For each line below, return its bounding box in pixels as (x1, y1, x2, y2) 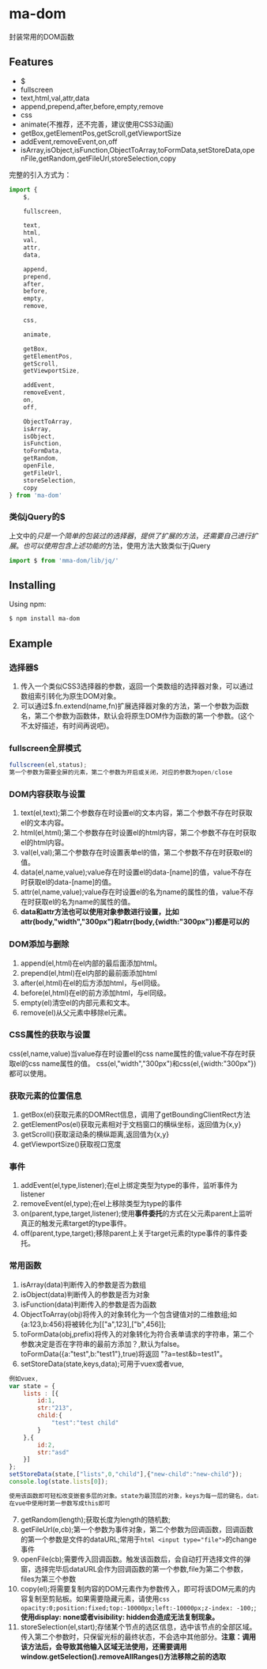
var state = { (9, 1382, 56, 1390)
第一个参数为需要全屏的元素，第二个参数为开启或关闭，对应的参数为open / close (9, 768, 233, 776)
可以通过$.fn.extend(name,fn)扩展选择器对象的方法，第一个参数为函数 (20, 701, 250, 711)
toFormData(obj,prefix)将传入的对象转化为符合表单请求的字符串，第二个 (20, 1329, 254, 1338)
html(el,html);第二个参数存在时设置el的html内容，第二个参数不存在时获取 (20, 828, 257, 837)
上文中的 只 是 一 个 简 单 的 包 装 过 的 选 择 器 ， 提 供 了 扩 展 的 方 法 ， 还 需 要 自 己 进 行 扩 (9, 531, 258, 541)
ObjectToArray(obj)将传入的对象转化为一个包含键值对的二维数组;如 (20, 1309, 238, 1318)
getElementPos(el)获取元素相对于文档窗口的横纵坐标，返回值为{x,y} (20, 1120, 242, 1129)
